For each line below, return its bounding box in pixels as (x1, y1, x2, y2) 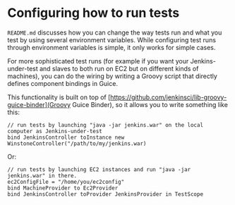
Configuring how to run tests (7, 5, 180, 21)
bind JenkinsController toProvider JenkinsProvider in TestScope (7, 190, 203, 198)
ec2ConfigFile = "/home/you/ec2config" (7, 178, 125, 185)
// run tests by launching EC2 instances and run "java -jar (7, 166, 191, 173)
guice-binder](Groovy (7, 100, 71, 108)
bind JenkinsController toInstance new (7, 134, 125, 141)
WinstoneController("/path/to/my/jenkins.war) (7, 139, 147, 147)
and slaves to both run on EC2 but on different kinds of (39, 64, 199, 73)
